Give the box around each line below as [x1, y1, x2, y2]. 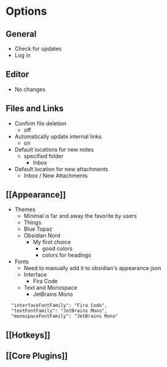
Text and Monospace [23, 284, 78, 292]
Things [23, 219, 42, 226]
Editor [6, 69, 29, 80]
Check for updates [14, 45, 62, 52]
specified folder [23, 152, 64, 160]
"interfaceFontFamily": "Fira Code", [11, 303, 108, 309]
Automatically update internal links [14, 133, 102, 140]
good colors [42, 245, 73, 252]
